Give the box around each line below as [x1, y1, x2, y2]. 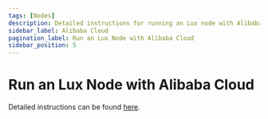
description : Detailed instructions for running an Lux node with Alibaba [8, 19, 262, 27]
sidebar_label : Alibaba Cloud [8, 26, 109, 34]
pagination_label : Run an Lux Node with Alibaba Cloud [8, 34, 195, 42]
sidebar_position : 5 [8, 42, 77, 50]
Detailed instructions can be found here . [8, 102, 141, 112]
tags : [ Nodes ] [8, 11, 56, 20]
